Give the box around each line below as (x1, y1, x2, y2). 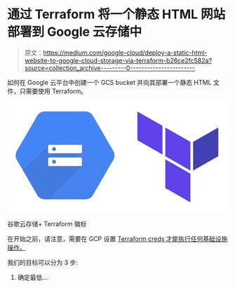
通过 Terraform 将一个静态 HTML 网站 (7, 6, 226, 22)
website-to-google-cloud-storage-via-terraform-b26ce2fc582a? (24, 56, 213, 64)
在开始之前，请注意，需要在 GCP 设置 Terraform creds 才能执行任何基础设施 (7, 234, 228, 242)
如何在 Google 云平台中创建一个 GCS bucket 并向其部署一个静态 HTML (7, 78, 212, 86)
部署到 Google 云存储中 (7, 24, 142, 40)
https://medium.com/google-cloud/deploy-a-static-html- (43, 48, 208, 57)
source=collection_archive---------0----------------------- (24, 64, 195, 72)
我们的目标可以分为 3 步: (7, 258, 79, 266)
